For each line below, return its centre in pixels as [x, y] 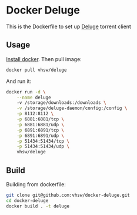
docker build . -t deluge [38, 206]
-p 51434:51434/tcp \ [43, 141]
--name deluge [34, 98]
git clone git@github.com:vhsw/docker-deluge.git [68, 195]
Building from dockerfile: [36, 184]
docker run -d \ [26, 92]
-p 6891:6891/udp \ [41, 136]
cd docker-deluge [27, 200]
